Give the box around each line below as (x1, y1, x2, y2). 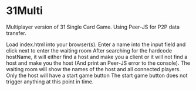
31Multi (6, 4, 43, 17)
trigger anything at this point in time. (6, 78, 94, 85)
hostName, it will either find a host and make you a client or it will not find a (6, 53, 188, 60)
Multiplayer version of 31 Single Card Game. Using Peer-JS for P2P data (6, 23, 180, 30)
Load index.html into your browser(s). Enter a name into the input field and (6, 41, 186, 48)
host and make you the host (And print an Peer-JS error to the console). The (6, 60, 191, 66)
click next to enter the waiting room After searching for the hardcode (6, 47, 172, 54)
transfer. (6, 29, 26, 36)
